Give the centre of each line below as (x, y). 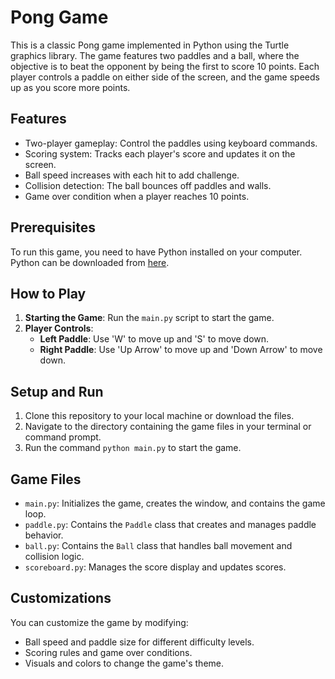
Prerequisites (53, 227)
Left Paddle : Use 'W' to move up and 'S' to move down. (154, 339)
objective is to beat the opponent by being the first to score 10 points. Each (165, 66)
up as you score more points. (70, 87)
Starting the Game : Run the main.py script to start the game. (149, 318)
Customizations (61, 598)
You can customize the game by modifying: (99, 622)
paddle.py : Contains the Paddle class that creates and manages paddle (170, 524)
